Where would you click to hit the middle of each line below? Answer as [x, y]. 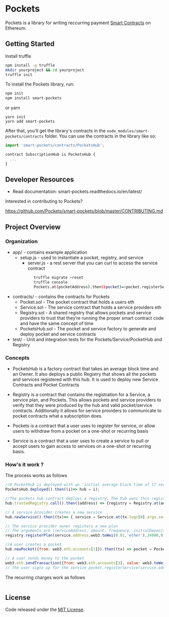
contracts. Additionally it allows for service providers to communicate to [87, 410]
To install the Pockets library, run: [40, 84]
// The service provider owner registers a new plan [62, 526]
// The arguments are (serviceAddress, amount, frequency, [68, 531]
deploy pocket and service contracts [58, 334]
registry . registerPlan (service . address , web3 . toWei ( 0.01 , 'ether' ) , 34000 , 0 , [85, 535]
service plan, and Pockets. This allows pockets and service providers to [87, 400]
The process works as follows [36, 475]
